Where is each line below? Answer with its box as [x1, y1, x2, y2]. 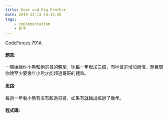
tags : [5, 17, 17, 22]
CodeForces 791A [5, 40, 42, 46]
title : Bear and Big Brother [5, 7, 66, 13]
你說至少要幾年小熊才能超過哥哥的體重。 [5, 70, 89, 76]
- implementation [14, 21, 51, 27]
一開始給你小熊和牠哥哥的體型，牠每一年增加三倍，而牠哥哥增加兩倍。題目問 [5, 64, 163, 70]
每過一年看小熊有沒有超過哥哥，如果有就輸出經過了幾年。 [5, 95, 124, 101]
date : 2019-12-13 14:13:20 [5, 12, 62, 17]
